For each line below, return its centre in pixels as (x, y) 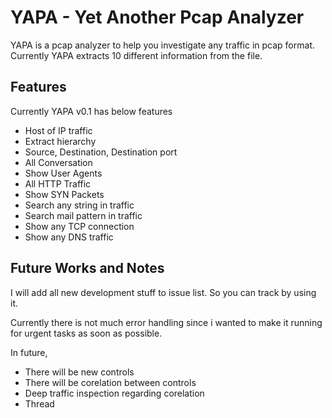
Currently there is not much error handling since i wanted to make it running (166, 322)
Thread (39, 403)
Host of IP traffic (58, 130)
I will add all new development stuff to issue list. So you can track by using (163, 292)
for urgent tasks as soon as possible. (86, 333)
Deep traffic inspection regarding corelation (114, 393)
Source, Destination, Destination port (101, 152)
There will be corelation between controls (110, 382)
